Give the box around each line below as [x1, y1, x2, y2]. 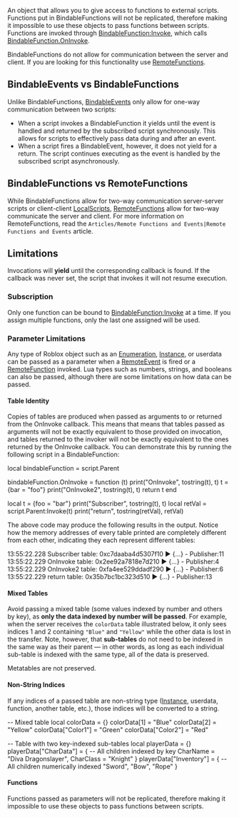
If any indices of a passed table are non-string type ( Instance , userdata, [7, 696, 219, 705]
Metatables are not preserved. [7, 664, 96, 673]
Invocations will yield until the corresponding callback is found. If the [7, 266, 210, 275]
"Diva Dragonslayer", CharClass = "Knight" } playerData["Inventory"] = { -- [7, 754, 227, 763]
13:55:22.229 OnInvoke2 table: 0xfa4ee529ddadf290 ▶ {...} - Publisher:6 [7, 565, 223, 573]
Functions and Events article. [7, 226, 94, 235]
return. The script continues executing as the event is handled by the [17, 149, 220, 158]
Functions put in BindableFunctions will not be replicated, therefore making [7, 14, 228, 22]
